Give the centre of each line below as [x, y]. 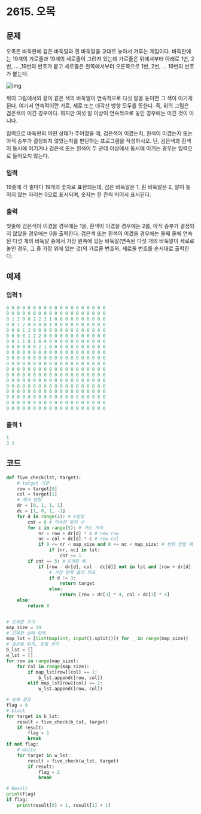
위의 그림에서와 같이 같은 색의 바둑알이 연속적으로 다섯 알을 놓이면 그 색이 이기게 [100, 98]
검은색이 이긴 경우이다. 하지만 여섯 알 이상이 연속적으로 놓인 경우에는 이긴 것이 [97, 113]
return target [77, 584]
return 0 [39, 606]
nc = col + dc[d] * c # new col [78, 539]
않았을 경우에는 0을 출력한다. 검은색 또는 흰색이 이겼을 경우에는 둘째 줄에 [97, 233]
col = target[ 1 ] [37, 494]
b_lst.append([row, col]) [70, 678]
